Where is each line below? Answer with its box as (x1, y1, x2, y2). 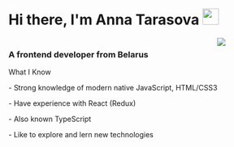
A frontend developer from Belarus (8, 48, 149, 60)
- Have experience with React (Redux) (8, 99, 136, 108)
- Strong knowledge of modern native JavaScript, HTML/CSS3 (8, 83, 218, 93)
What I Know (8, 67, 51, 77)
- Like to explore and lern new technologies (8, 130, 154, 140)
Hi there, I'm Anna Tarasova (8, 10, 200, 29)
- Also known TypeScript (8, 114, 92, 124)
